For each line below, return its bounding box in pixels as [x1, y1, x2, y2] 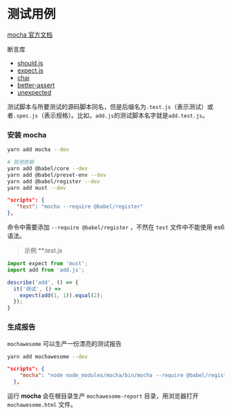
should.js [17, 59, 43, 67]
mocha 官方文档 [7, 30, 53, 39]
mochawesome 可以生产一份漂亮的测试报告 [7, 339, 122, 347]
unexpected [17, 88, 52, 97]
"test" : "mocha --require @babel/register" [16, 203, 144, 211]
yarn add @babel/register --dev [7, 177, 100, 185]
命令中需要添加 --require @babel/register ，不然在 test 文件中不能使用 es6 [7, 223, 225, 231]
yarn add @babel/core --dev [7, 165, 88, 172]
